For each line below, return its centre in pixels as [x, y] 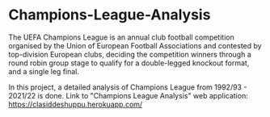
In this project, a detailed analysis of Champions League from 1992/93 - [128, 87]
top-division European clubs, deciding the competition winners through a [130, 54]
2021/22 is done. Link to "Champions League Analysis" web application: [128, 95]
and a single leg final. [44, 71]
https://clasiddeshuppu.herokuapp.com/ [76, 104]
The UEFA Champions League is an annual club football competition [121, 37]
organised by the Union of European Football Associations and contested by [135, 45]
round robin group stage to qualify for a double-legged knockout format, [129, 63]
